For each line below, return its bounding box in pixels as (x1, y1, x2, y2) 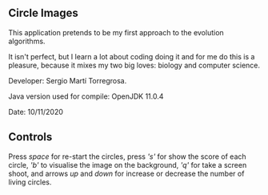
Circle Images (8, 6, 78, 20)
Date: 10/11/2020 (8, 107, 64, 116)
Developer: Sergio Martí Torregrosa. (8, 75, 127, 85)
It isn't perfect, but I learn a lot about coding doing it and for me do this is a (8, 51, 255, 61)
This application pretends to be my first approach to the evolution (8, 27, 224, 37)
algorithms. (8, 36, 46, 46)
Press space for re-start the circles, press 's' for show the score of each (8, 152, 246, 161)
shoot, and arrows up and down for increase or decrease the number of (8, 169, 245, 178)
